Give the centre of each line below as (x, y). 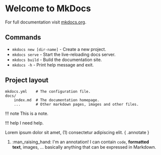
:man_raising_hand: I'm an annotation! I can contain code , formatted (80, 142)
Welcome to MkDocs (48, 9)
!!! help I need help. (24, 123)
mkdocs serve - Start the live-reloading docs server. (64, 54)
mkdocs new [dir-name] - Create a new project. (59, 49)
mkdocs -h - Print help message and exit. (53, 65)
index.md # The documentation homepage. (57, 100)
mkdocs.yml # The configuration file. (48, 91)
